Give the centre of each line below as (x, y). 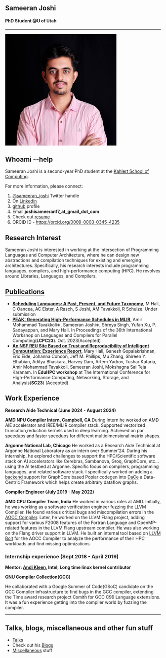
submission (24, 314)
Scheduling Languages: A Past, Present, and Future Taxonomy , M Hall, (86, 304)
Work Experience (32, 398)
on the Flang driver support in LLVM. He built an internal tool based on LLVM (83, 533)
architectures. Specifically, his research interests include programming (77, 265)
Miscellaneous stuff (32, 650)
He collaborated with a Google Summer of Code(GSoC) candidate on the (79, 587)
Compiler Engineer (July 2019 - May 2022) (50, 492)
